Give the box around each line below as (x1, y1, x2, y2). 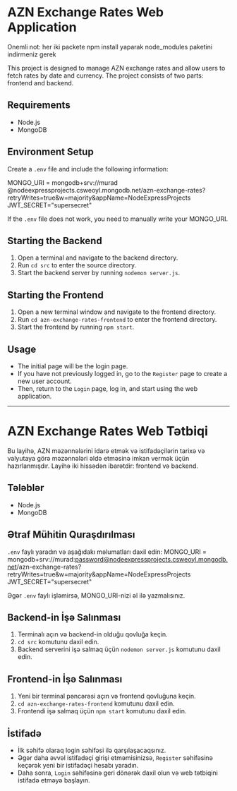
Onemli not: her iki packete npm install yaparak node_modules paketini (7, 42, 213, 51)
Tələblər (7, 482, 44, 494)
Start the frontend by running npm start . (17, 322, 135, 332)
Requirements (7, 99, 71, 111)
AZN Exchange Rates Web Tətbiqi (7, 423, 208, 440)
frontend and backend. (7, 78, 74, 87)
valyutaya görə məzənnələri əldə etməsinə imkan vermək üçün (7, 454, 190, 462)
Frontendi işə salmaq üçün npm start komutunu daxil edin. (17, 707, 187, 715)
